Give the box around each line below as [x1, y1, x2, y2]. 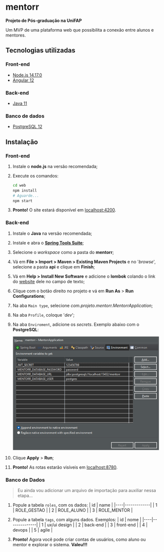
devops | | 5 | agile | [12, 527, 53, 533]
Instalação [5, 138, 38, 146]
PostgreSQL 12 [12, 124, 43, 130]
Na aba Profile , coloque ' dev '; [12, 312, 75, 318]
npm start [12, 198, 33, 203]
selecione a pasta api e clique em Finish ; [12, 264, 95, 269]
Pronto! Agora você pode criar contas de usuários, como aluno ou [12, 536, 146, 542]
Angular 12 [12, 77, 35, 83]
